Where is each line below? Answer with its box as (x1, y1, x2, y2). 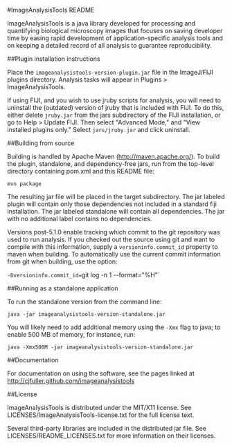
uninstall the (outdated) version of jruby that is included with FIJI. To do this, (7, 104, 224, 111)
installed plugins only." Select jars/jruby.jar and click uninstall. (7, 126, 190, 133)
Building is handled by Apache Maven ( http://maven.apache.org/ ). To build (7, 152, 220, 160)
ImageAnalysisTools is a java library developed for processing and (7, 19, 196, 27)
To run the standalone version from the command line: (7, 297, 162, 306)
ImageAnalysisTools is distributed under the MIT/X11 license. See (7, 404, 192, 411)
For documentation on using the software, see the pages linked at (7, 369, 195, 378)
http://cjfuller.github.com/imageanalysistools (7, 377, 135, 384)
